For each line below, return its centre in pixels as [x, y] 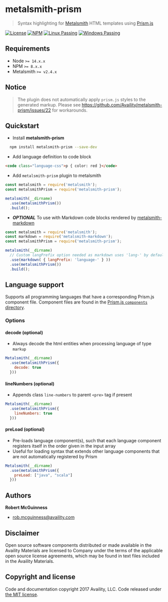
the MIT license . [22, 594]
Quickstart [22, 126]
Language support [34, 285]
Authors [18, 495]
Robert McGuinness [26, 508]
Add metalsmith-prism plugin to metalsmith [57, 176]
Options [15, 321]
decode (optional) [24, 332]
